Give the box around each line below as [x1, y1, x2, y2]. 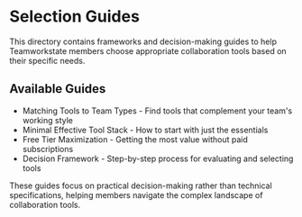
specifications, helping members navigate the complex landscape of [9, 189, 263, 200]
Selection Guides [9, 6, 140, 27]
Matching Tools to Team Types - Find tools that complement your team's [22, 105, 293, 116]
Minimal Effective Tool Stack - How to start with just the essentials [22, 124, 269, 135]
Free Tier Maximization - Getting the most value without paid [22, 133, 248, 145]
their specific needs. [9, 55, 86, 66]
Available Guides [9, 81, 106, 96]
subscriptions [22, 143, 74, 154]
